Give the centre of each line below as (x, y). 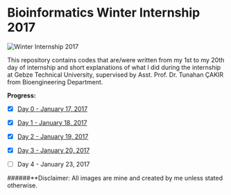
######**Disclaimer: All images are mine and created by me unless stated (115, 178)
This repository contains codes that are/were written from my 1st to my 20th (116, 59)
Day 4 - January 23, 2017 (53, 165)
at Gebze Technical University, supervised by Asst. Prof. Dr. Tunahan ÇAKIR (115, 75)
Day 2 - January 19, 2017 (53, 137)
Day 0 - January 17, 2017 (52, 109)
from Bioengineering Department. (55, 82)
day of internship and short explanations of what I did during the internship (114, 67)
